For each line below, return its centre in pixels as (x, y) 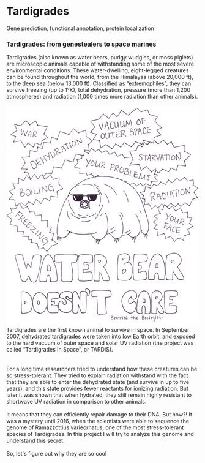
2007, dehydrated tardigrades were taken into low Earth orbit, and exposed (101, 337)
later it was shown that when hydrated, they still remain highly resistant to (99, 395)
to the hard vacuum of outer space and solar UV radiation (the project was (100, 343)
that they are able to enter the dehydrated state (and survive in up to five (98, 382)
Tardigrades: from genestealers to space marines (81, 44)
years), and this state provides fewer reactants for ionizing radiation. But (97, 389)
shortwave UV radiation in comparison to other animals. (76, 402)
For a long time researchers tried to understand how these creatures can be (102, 369)
